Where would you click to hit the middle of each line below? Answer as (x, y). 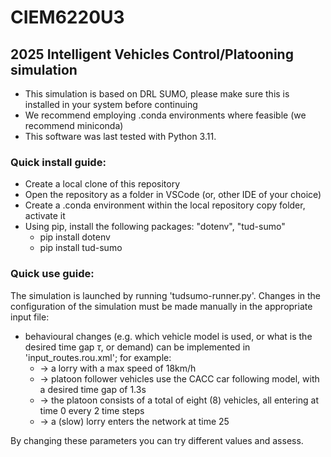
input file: (30, 317)
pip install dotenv (75, 237)
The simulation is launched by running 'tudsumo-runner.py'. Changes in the (166, 295)
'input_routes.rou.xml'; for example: (98, 357)
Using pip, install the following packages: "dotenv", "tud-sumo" (155, 227)
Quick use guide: (52, 274)
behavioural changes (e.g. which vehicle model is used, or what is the (168, 336)
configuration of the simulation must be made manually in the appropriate (161, 306)
